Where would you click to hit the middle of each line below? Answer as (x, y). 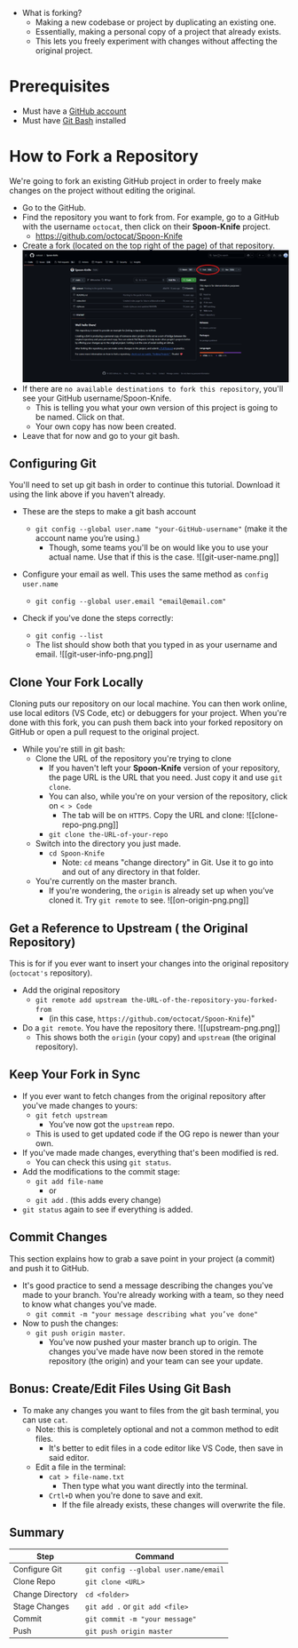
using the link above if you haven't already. (87, 494)
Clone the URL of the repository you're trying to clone (133, 759)
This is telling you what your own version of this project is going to (156, 407)
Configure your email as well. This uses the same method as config (145, 574)
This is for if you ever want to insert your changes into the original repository (149, 964)
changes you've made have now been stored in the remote (156, 1351)
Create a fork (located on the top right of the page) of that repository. (148, 245)
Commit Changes (59, 1237)
